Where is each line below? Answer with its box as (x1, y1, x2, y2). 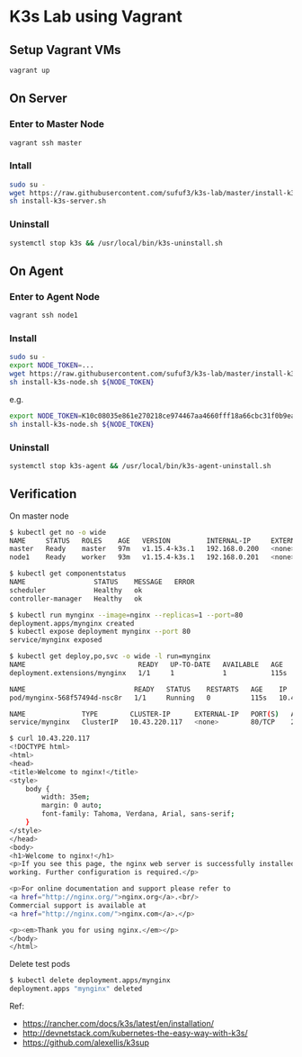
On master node (9, 510, 69, 521)
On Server (9, 91, 67, 106)
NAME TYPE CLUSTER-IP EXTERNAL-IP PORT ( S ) (9, 709, 280, 718)
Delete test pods (9, 959, 70, 970)
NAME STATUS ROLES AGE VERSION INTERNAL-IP (9, 536, 252, 546)
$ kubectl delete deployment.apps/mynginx (9, 976, 171, 985)
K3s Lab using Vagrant (9, 6, 182, 27)
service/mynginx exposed (9, 636, 102, 645)
